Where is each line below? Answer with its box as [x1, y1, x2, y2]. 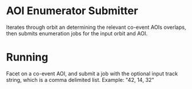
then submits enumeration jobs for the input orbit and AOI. [6, 29, 148, 37]
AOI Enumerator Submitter [6, 4, 138, 18]
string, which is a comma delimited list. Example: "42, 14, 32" [6, 76, 155, 83]
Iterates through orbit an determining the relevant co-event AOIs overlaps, [6, 24, 187, 31]
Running [6, 51, 48, 64]
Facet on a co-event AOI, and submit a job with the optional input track [6, 70, 178, 77]
